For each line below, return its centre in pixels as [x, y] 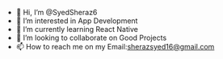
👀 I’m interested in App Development [77, 21]
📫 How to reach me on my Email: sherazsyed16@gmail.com [115, 47]
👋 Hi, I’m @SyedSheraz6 [57, 12]
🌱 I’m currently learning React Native [77, 29]
